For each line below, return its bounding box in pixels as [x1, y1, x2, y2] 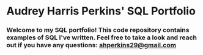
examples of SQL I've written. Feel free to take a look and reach [6, 33, 197, 42]
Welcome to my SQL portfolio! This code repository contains [6, 26, 190, 34]
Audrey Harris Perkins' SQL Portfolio [6, 4, 196, 18]
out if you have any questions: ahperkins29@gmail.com [6, 41, 176, 50]
